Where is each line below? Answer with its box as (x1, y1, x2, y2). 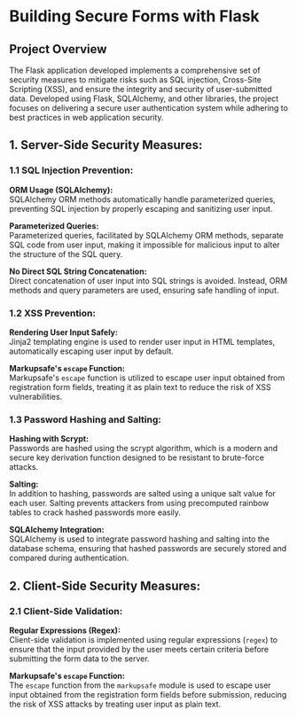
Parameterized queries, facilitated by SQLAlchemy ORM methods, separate (9, 230, 284, 240)
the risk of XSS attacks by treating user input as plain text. (9, 698, 222, 709)
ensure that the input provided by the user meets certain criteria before (9, 644, 270, 654)
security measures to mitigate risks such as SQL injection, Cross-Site (9, 74, 262, 85)
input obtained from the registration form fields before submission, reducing (9, 689, 287, 699)
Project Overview (9, 42, 107, 57)
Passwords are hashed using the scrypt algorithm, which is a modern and (9, 443, 278, 454)
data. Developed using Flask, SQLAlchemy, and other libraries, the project (9, 93, 279, 104)
